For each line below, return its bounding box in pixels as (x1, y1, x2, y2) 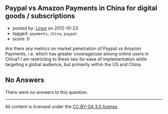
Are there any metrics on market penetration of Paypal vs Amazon (5, 45, 141, 51)
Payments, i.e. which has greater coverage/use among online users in (5, 50, 149, 56)
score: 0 (12, 35, 30, 41)
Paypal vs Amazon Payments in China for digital (5, 4, 157, 12)
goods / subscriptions (5, 12, 75, 20)
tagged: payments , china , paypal (12, 30, 77, 36)
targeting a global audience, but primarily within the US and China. (5, 61, 142, 67)
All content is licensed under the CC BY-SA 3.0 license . (5, 103, 119, 109)
